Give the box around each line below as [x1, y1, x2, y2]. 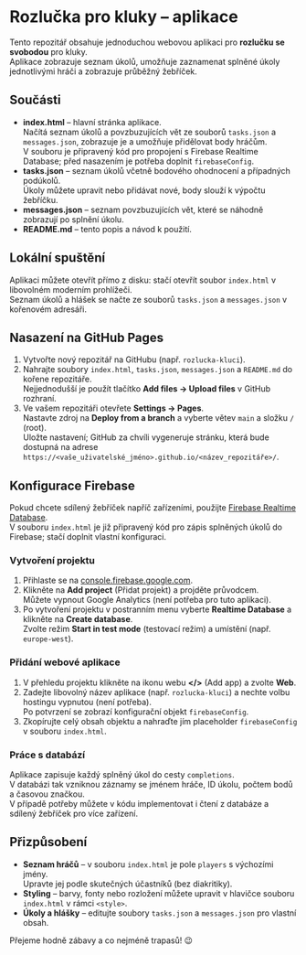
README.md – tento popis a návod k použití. [22, 223, 192, 234]
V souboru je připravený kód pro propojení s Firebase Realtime [22, 145, 259, 156]
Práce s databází [9, 748, 85, 761]
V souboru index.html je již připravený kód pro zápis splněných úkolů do [9, 521, 283, 532]
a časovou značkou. [9, 789, 85, 799]
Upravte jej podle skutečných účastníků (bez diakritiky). [22, 878, 233, 889]
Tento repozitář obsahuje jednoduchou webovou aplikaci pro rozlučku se [9, 37, 285, 48]
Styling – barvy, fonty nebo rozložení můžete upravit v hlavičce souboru [22, 887, 295, 898]
